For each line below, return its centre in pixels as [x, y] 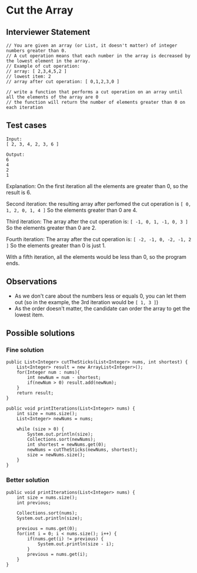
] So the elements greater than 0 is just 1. [56, 245]
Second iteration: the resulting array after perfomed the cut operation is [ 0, [98, 203]
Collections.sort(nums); [47, 513]
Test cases [26, 125]
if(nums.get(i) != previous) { [66, 539]
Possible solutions [41, 333]
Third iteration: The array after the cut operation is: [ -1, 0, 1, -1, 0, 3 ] [97, 221]
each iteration [25, 107]
